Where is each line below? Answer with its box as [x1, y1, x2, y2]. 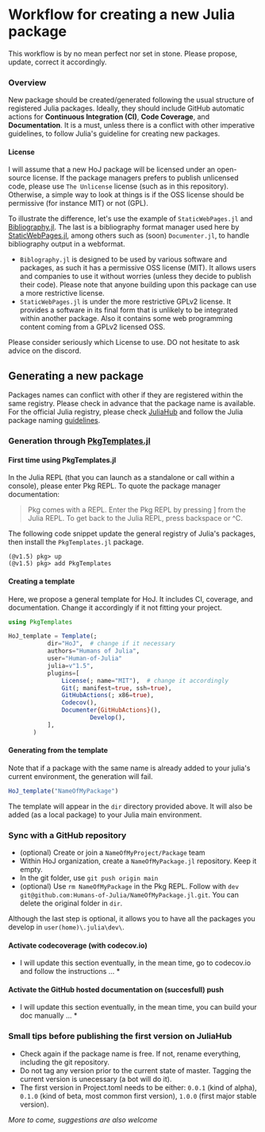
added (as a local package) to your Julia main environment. [8, 809, 202, 820]
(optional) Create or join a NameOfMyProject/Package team [19, 848, 205, 858]
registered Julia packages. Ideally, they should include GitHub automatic [8, 103, 244, 113]
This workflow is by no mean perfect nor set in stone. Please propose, [8, 48, 238, 58]
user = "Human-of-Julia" [47, 654, 123, 663]
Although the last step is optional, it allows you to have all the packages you [8, 914, 255, 924]
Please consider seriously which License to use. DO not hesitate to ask [8, 338, 240, 347]
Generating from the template [8, 746, 109, 755]
